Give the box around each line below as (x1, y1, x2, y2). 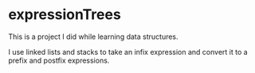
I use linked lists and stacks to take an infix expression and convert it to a (8, 47, 249, 56)
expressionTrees (8, 6, 121, 24)
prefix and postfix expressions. (8, 56, 110, 65)
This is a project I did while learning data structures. (8, 32, 178, 41)
